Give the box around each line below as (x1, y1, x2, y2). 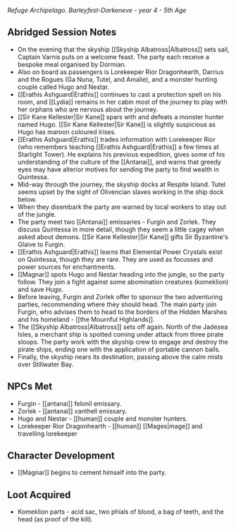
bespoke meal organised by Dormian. (17, 60, 127, 68)
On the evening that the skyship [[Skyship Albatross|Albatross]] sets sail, (17, 45, 230, 54)
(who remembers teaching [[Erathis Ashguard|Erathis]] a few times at (17, 143, 220, 151)
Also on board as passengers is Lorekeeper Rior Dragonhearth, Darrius (17, 67, 224, 76)
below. (17, 195, 37, 203)
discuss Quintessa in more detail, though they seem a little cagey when (17, 225, 224, 234)
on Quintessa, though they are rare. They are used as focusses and (17, 255, 213, 263)
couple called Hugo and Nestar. (17, 83, 110, 91)
